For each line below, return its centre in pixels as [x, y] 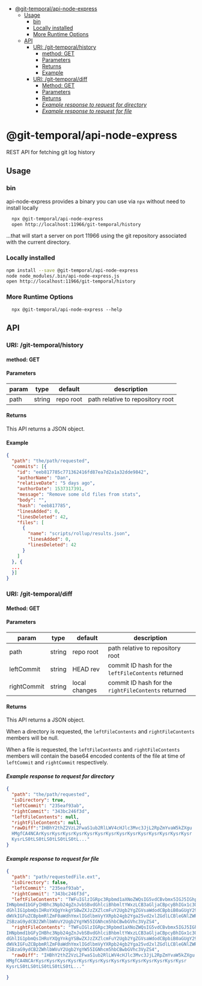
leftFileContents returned [145, 673]
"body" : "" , [32, 500]
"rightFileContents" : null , [47, 822]
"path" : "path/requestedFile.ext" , [56, 877]
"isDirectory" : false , [40, 882]
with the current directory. [38, 242]
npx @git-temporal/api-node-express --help [67, 310]
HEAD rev [86, 669]
